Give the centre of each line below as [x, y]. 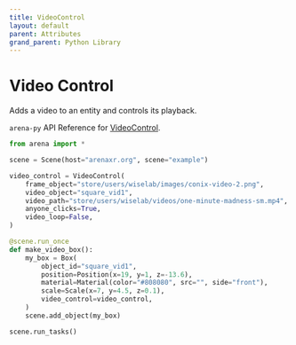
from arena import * [48, 144]
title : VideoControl [48, 17]
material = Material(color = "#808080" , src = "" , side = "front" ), [155, 283]
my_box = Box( [51, 258]
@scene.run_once [39, 242]
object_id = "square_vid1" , [89, 266]
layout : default [39, 26]
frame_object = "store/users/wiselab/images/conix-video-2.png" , [145, 184]
